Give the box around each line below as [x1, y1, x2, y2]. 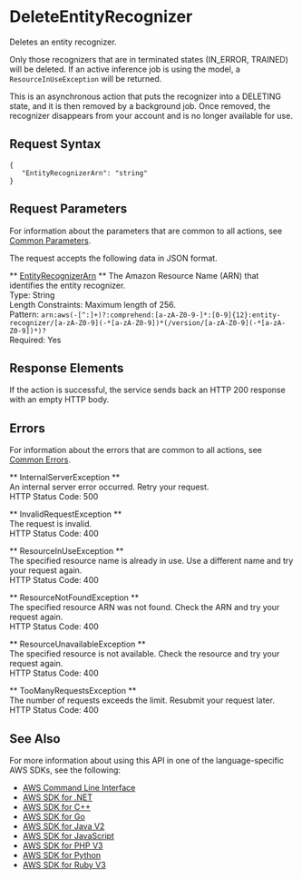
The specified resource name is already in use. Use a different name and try [9, 556, 294, 567]
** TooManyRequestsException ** [9, 686, 137, 696]
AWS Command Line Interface [22, 783, 136, 793]
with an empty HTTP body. [9, 394, 110, 405]
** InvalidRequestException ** [9, 509, 122, 519]
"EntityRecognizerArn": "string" [21, 168, 148, 178]
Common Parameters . [9, 234, 92, 246]
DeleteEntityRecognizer [9, 6, 193, 27]
